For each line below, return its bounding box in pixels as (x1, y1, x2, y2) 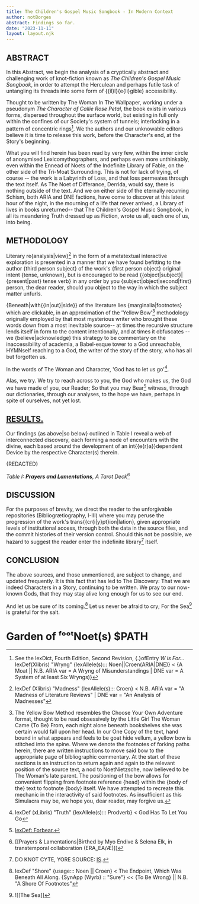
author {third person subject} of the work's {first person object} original (6, 265, 181, 272)
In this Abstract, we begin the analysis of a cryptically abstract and (6, 68, 169, 75)
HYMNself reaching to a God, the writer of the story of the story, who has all (6, 346, 192, 354)
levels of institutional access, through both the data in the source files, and (6, 524, 188, 531)
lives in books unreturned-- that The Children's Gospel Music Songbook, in (6, 206, 190, 213)
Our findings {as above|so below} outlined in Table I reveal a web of (6, 429, 172, 437)
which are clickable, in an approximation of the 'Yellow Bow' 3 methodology (6, 308, 189, 316)
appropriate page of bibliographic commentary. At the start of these (14, 753, 181, 760)
